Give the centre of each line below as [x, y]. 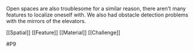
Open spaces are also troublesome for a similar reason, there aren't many [96, 9]
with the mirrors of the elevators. [46, 21]
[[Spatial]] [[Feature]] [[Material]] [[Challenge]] [63, 32]
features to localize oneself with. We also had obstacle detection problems [97, 15]
